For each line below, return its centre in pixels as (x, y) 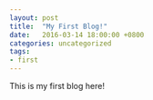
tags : (20, 52)
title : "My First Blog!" (58, 26)
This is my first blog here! (57, 86)
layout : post (34, 18)
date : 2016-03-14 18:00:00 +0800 (77, 35)
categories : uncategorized (61, 43)
